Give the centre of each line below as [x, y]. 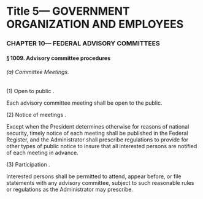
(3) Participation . [28, 164]
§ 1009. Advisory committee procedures [59, 58]
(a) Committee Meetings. [38, 72]
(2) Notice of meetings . [36, 115]
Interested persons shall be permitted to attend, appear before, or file [94, 176]
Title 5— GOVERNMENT [68, 11]
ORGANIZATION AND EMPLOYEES [95, 24]
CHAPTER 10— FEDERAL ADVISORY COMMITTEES [83, 43]
